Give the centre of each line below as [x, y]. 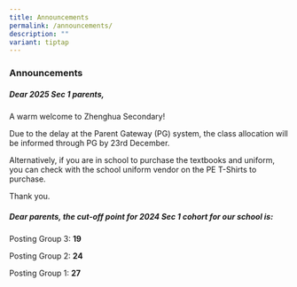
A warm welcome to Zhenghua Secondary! [87, 117]
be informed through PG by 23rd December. [90, 143]
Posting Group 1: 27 [45, 273]
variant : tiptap [39, 42]
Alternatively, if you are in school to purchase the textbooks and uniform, [142, 160]
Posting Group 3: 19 [45, 239]
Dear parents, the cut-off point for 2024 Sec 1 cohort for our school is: [141, 216]
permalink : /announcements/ [61, 26]
